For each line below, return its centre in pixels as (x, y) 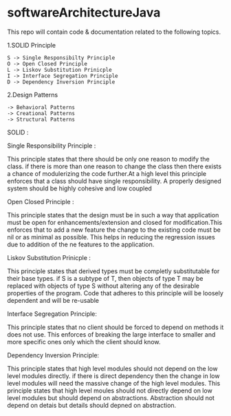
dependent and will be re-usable (53, 300)
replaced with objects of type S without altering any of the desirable (103, 286)
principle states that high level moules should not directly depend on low (110, 390)
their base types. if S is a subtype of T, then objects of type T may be (105, 278)
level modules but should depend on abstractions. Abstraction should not (111, 397)
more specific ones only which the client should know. (84, 341)
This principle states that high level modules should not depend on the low (112, 368)
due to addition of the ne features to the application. (81, 244)
